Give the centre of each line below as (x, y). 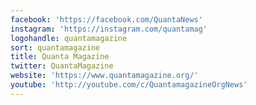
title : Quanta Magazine (60, 57)
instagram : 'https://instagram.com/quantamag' (109, 29)
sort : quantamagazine (55, 47)
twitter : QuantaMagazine (62, 66)
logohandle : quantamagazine (69, 38)
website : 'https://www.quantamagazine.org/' (104, 76)
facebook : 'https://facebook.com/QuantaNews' (106, 19)
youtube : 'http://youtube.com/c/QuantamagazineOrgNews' (129, 85)
